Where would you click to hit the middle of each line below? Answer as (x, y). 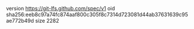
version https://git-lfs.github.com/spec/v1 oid (61, 8)
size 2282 (47, 21)
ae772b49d (20, 21)
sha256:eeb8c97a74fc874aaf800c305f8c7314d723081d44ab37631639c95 (97, 14)
